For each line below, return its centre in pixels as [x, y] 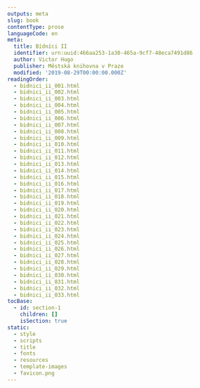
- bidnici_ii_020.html [47, 210]
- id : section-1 [37, 308]
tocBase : [20, 302]
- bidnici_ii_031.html [47, 282]
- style [25, 334]
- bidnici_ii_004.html [47, 105]
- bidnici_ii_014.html [47, 170]
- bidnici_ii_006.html [47, 118]
